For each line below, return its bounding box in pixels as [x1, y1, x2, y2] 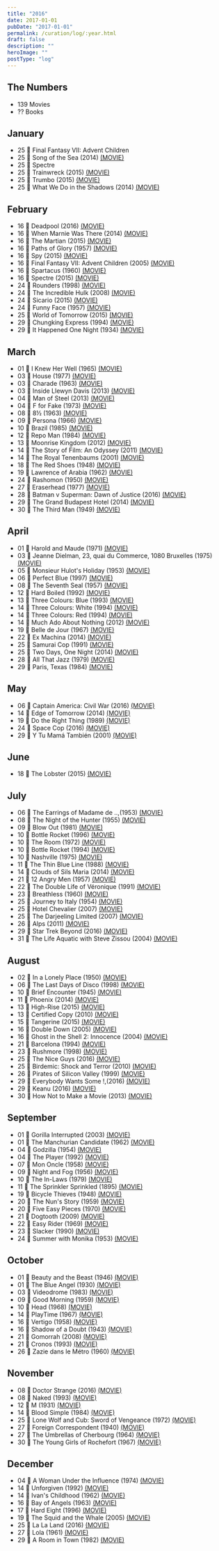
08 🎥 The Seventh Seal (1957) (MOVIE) [17, 580, 129, 590]
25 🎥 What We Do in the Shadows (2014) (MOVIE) [17, 183, 160, 192]
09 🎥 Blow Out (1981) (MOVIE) [17, 823, 103, 832]
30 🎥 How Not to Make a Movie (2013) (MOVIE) [17, 1092, 153, 1100]
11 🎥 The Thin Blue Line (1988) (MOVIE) [17, 860, 129, 869]
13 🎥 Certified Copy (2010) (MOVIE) [17, 1010, 120, 1019]
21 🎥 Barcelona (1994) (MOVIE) [17, 1040, 106, 1049]
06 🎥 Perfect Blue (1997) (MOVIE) [17, 574, 113, 582]
